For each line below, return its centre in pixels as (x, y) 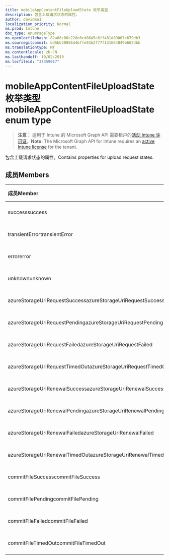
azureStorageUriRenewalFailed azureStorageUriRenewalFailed (81, 433)
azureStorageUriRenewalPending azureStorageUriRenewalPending (86, 411)
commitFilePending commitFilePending (53, 499)
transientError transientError (40, 234)
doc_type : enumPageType (30, 33)
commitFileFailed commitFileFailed (48, 521)
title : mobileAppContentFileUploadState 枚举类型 (57, 10)
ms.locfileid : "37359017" (32, 61)
